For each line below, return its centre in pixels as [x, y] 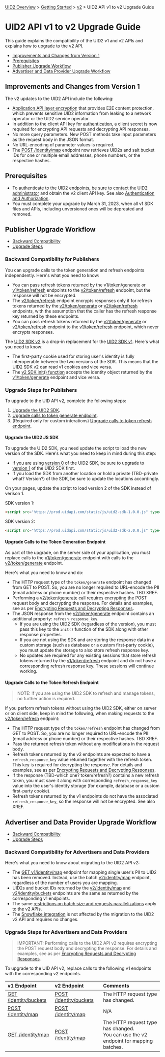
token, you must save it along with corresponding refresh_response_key [85, 781]
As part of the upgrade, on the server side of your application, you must [78, 553]
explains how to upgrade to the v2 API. [44, 46]
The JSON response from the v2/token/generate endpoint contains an [83, 614]
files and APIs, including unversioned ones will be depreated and [78, 208]
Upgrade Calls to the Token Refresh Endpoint [52, 682]
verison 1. [15, 494]
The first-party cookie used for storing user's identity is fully [73, 356]
